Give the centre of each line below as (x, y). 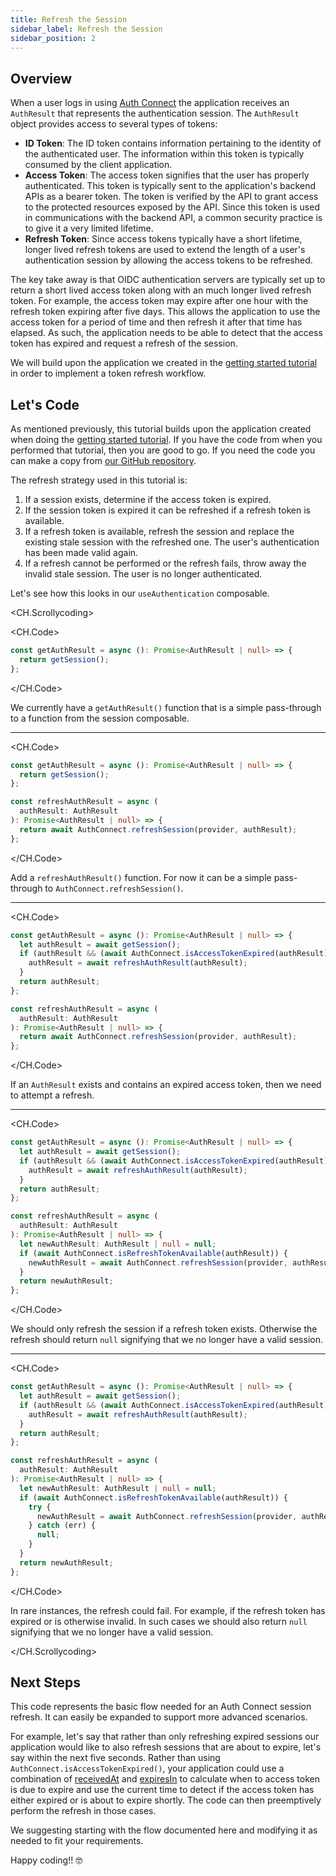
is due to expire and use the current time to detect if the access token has (162, 1790)
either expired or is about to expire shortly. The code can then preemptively (166, 1800)
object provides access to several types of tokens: (114, 124)
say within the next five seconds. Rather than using (115, 1758)
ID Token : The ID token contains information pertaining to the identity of (173, 143)
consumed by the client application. (98, 165)
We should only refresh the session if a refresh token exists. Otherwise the (164, 1329)
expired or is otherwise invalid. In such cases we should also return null (159, 1621)
